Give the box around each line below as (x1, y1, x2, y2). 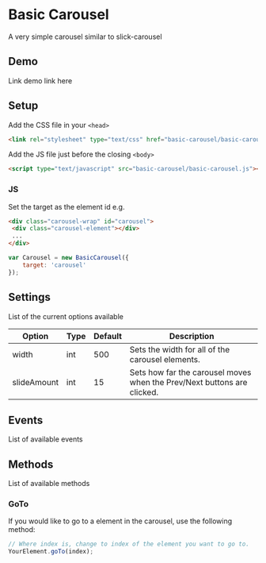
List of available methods (8, 479, 90, 488)
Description (169, 330, 215, 341)
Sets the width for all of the (129, 344, 230, 355)
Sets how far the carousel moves (129, 367, 252, 378)
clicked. (129, 387, 159, 398)
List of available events (8, 434, 83, 444)
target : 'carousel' (22, 260, 87, 269)
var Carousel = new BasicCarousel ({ (8, 254, 129, 262)
